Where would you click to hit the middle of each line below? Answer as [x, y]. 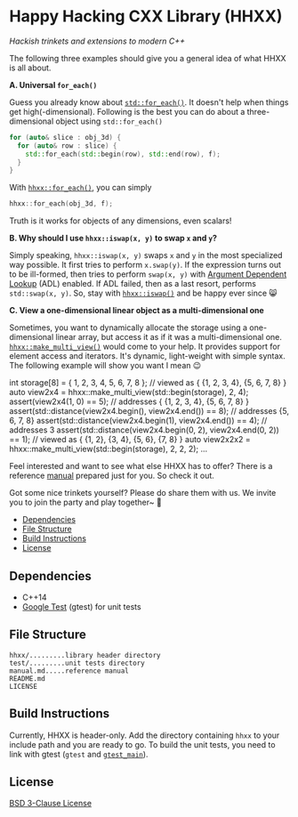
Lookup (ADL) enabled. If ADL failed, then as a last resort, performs [133, 284]
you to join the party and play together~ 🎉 [85, 502]
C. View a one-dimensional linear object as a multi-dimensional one [137, 311]
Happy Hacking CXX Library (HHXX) [146, 16]
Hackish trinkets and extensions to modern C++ [97, 41]
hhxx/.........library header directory [85, 655]
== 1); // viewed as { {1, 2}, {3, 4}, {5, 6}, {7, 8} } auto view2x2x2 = [130, 440]
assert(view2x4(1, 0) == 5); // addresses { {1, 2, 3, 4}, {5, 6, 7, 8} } [129, 401]
